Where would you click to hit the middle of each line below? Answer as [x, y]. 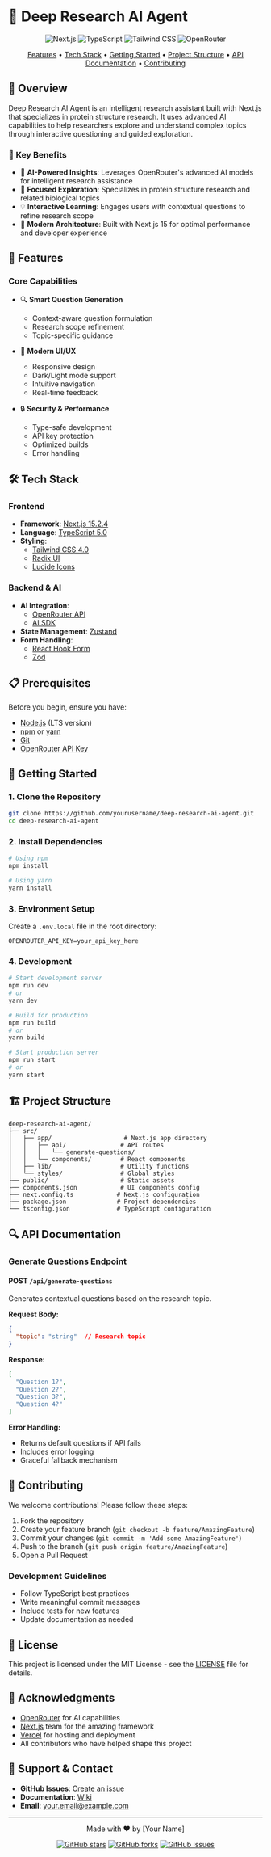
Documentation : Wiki [56, 1796]
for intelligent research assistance [76, 181]
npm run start [32, 1060]
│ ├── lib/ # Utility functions [99, 1166]
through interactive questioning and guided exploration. [101, 133]
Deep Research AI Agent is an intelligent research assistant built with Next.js [135, 107]
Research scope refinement [78, 326]
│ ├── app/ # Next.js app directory [108, 1138]
